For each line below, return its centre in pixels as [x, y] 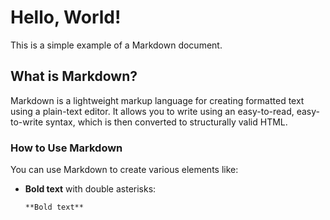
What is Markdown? [74, 76]
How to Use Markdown [66, 148]
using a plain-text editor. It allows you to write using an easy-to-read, [152, 111]
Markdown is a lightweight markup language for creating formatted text [157, 100]
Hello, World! [66, 17]
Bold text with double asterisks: [90, 189]
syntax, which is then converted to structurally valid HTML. [166, 122]
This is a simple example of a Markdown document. [116, 45]
